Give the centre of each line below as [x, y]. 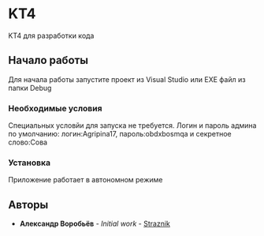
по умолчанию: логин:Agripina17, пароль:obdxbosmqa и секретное [120, 134]
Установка [30, 163]
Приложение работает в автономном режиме [86, 180]
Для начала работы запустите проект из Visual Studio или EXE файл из [127, 79]
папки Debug [30, 88]
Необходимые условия [55, 108]
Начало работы [48, 60]
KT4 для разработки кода [51, 36]
